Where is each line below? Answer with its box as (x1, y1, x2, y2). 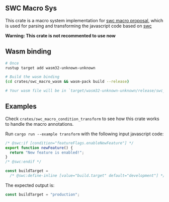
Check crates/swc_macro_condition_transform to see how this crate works (5, 116, 159, 122)
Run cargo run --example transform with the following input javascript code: (5, 131, 164, 137)
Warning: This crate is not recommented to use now (5, 32, 116, 38)
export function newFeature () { (5, 145, 73, 150)
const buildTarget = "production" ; (5, 192, 80, 197)
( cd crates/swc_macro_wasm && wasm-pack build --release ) (5, 79, 129, 84)
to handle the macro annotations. (5, 121, 74, 127)
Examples (5, 102, 37, 111)
